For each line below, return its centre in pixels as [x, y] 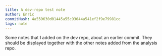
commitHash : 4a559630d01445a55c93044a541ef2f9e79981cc [63, 19]
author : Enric [20, 14]
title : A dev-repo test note [35, 10]
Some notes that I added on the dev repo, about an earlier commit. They [79, 38]
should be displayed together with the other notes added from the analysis [81, 43]
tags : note [16, 24]
